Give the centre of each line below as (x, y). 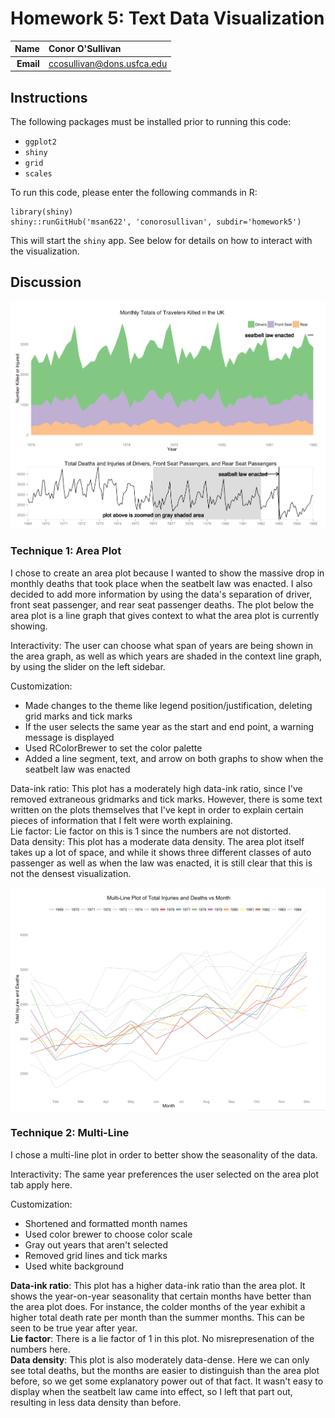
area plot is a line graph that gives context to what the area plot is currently (165, 615)
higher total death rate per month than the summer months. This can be (158, 1317)
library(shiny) (42, 212)
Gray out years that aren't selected (96, 1244)
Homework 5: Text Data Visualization (167, 18)
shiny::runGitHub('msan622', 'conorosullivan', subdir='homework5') (156, 222)
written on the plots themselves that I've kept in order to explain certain (157, 809)
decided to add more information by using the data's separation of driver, (161, 594)
